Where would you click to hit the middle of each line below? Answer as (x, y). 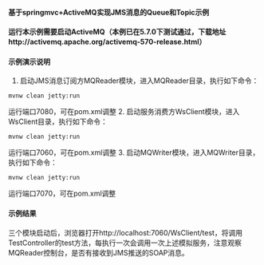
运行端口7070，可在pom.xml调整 (62, 194)
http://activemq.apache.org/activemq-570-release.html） (107, 42)
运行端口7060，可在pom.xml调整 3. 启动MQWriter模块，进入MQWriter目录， (134, 152)
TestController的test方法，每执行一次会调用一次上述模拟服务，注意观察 (125, 243)
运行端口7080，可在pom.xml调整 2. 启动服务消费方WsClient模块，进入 (124, 112)
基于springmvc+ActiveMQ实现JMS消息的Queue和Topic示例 (109, 12)
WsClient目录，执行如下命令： (58, 122)
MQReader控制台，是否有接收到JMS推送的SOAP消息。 (99, 252)
